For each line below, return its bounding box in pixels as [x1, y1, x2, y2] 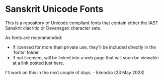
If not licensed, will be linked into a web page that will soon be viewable [12, 54, 159, 60]
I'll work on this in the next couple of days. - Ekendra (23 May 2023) [5, 69, 145, 75]
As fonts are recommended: [5, 35, 63, 40]
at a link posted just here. [12, 60, 65, 66]
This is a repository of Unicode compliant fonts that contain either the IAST [5, 20, 159, 26]
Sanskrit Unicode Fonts [5, 3, 104, 15]
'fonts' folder [12, 49, 39, 55]
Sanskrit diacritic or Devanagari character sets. [5, 25, 102, 31]
